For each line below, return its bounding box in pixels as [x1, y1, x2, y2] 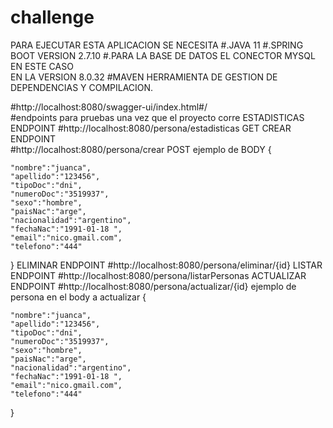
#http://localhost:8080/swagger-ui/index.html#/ [10, 101, 208, 113]
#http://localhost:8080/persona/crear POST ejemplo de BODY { [10, 143, 272, 155]
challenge [10, 6, 95, 29]
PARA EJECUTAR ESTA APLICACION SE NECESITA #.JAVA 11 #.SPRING [10, 39, 304, 51]
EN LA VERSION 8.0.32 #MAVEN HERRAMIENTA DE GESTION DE [10, 71, 278, 83]
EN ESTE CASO [10, 60, 74, 72]
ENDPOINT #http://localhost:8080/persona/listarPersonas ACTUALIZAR [10, 269, 307, 281]
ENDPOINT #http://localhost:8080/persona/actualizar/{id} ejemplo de [10, 280, 297, 292]
